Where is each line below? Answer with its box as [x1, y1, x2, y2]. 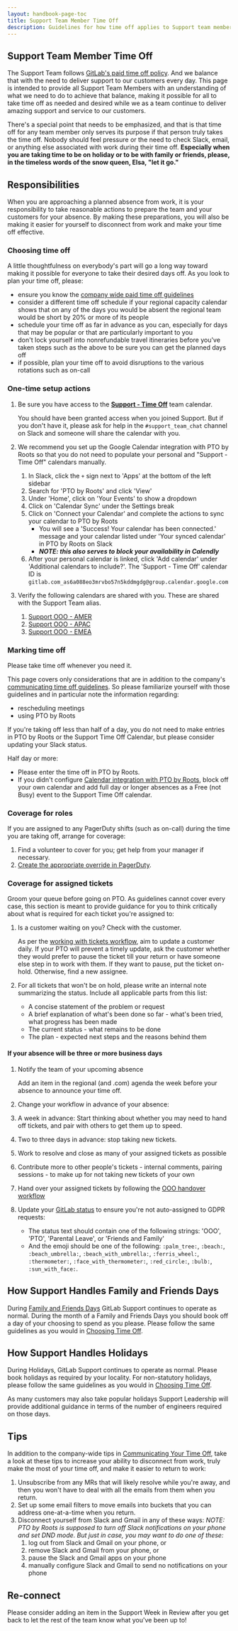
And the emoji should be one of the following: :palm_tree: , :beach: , [28, 1242, 225, 1250]
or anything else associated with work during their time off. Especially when [7, 143, 230, 151]
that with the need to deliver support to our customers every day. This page [7, 76, 228, 85]
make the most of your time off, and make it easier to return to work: [7, 1465, 207, 1473]
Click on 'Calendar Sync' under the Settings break [28, 502, 175, 510]
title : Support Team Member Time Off [7, 17, 119, 24]
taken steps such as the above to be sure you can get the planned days [17, 343, 227, 352]
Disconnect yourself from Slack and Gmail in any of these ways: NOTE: [17, 1516, 225, 1524]
